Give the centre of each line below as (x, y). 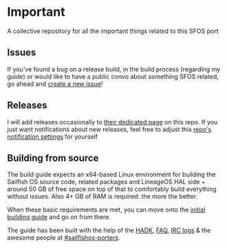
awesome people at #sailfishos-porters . (64, 238)
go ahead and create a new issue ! (55, 84)
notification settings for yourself (53, 136)
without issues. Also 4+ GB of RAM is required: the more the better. (102, 196)
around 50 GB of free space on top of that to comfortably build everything (112, 189)
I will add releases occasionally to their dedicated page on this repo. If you (112, 122)
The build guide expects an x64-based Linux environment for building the (111, 174)
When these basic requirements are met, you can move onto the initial (106, 210)
